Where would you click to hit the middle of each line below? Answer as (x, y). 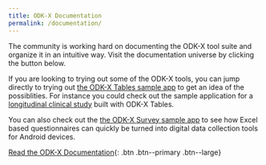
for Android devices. (42, 136)
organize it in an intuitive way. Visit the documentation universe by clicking (131, 54)
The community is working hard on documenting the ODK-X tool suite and (130, 46)
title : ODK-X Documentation (55, 16)
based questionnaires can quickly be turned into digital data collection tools (133, 128)
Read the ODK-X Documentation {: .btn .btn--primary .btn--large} (115, 152)
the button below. (37, 63)
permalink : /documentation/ (55, 23)
